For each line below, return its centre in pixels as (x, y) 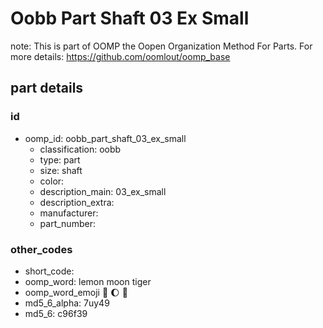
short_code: (49, 271)
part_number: (67, 223)
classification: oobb (80, 149)
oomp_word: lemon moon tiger (88, 281)
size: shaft (61, 170)
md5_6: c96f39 (56, 313)
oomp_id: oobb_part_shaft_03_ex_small (105, 138)
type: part (60, 159)
